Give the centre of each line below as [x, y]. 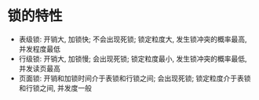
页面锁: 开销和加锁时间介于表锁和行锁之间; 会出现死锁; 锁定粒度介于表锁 [135, 78]
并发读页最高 [39, 68]
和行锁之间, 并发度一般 [55, 87]
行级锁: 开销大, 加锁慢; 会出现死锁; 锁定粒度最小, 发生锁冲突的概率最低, [133, 59]
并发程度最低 [39, 48]
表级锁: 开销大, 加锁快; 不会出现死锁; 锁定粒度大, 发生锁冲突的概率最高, [133, 39]
